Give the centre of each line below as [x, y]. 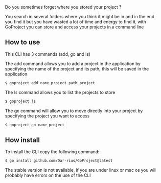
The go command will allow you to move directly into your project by [74, 111]
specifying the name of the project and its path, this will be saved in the [77, 69]
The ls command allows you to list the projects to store [60, 92]
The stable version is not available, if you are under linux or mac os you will [81, 170]
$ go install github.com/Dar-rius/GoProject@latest [59, 161]
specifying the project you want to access [47, 116]
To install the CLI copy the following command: [52, 152]
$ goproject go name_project [35, 125]
